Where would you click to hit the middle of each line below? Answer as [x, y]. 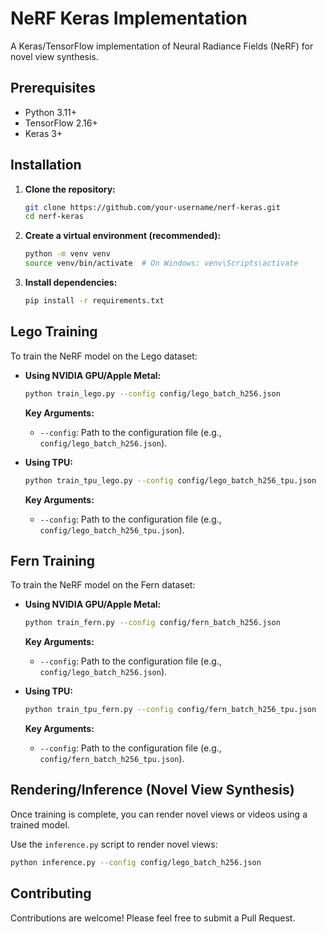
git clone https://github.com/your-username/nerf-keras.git [152, 207]
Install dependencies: [71, 283]
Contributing [51, 893]
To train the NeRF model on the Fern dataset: [103, 585]
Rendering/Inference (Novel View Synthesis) [152, 790]
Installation [46, 165]
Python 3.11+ [51, 112]
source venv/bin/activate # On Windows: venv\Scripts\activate [161, 263]
